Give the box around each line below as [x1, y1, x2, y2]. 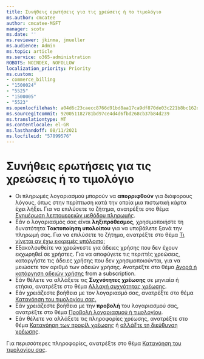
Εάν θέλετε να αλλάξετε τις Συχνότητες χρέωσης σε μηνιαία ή [15, 276, 179, 283]
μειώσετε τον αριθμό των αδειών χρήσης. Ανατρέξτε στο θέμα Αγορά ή [15, 263, 197, 270]
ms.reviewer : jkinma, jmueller [6, 37, 86, 43]
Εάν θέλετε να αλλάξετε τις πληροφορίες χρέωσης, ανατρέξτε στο [15, 315, 188, 322]
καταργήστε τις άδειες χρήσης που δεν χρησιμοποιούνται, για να [15, 256, 181, 264]
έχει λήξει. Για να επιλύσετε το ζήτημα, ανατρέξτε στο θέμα [15, 205, 169, 213]
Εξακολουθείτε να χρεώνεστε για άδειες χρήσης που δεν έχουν [15, 244, 178, 251]
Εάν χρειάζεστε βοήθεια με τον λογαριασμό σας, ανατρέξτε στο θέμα [15, 289, 194, 296]
